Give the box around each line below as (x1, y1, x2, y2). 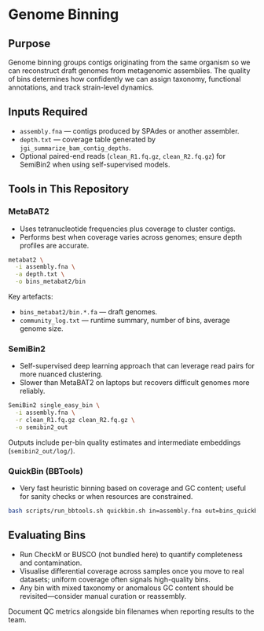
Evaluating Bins (8, 529, 86, 542)
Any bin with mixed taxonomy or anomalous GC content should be (19, 583, 234, 592)
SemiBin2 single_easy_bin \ (8, 402, 101, 409)
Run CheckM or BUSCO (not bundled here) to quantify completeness (19, 549, 244, 559)
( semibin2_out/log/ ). (8, 446, 75, 455)
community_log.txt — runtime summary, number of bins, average (19, 316, 230, 325)
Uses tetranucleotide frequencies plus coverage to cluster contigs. (19, 224, 236, 233)
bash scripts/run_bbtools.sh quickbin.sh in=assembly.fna (8, 507, 202, 515)
